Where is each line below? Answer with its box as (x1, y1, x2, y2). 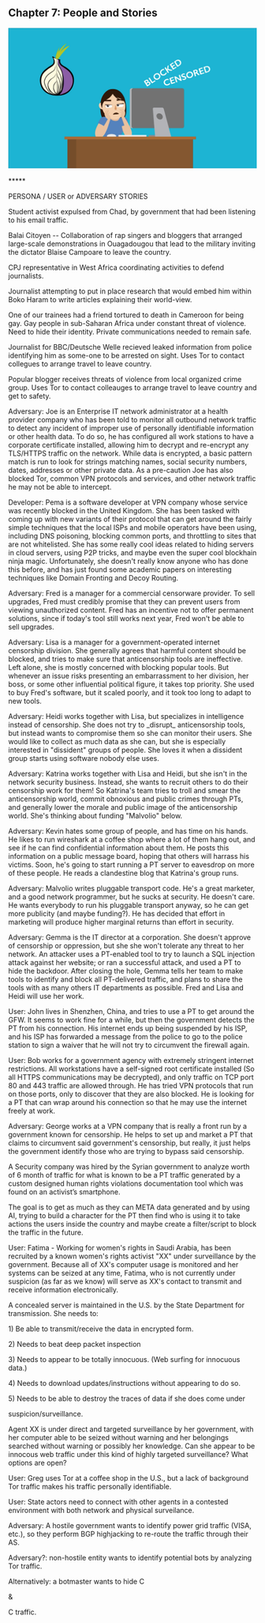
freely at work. (8, 1106, 55, 1115)
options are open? (8, 1458, 67, 1467)
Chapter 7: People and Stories (8, 6, 158, 20)
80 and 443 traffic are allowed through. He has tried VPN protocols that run (8, 1080, 254, 1090)
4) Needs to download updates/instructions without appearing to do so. (8, 1378, 241, 1387)
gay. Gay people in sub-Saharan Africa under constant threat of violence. (8, 318, 247, 327)
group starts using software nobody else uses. (8, 753, 159, 762)
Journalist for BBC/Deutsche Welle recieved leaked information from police (8, 342, 252, 351)
